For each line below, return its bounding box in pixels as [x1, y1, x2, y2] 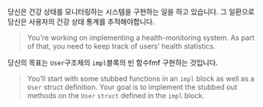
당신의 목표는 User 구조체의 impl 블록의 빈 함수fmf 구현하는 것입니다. [7, 58, 218, 67]
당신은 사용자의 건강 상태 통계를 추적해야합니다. [7, 17, 155, 26]
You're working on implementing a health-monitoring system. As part [26, 33, 255, 42]
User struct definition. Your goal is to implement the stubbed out [26, 82, 237, 92]
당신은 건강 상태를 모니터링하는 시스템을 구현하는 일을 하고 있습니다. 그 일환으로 [7, 7, 255, 16]
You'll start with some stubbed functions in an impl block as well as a [26, 74, 255, 83]
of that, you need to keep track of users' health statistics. [26, 42, 216, 50]
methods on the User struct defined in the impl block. [26, 91, 205, 100]
